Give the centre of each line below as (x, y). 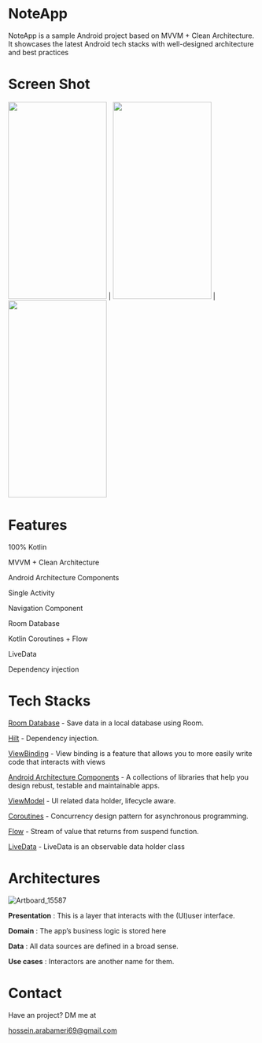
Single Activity (31, 593)
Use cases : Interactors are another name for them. (91, 961)
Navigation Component (46, 608)
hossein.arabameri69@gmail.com (63, 1030)
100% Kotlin (28, 547)
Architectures (54, 878)
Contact (35, 993)
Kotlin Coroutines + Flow (48, 639)
